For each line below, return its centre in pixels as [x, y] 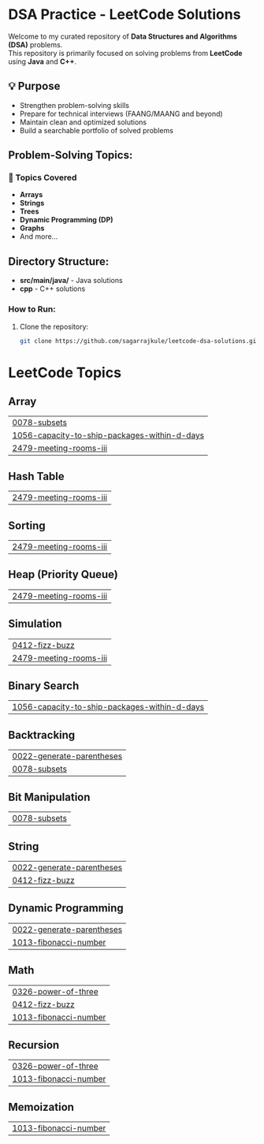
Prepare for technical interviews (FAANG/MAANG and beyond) [121, 114]
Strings [32, 203]
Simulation [35, 624]
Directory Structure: [59, 261]
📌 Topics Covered [43, 177]
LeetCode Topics [65, 373]
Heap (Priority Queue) [63, 574]
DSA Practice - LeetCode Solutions [125, 15]
